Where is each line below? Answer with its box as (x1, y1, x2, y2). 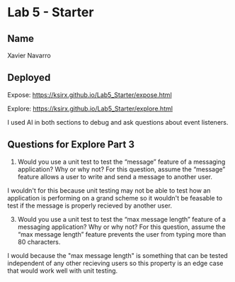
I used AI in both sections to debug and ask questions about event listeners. (7, 118, 229, 126)
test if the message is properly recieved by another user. (7, 201, 172, 210)
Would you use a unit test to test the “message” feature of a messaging (17, 157, 226, 166)
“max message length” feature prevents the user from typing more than (17, 230, 227, 238)
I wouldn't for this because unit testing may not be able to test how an (7, 186, 211, 195)
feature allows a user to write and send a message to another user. (17, 172, 213, 181)
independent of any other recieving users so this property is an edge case (7, 259, 224, 267)
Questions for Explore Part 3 (7, 139, 135, 151)
